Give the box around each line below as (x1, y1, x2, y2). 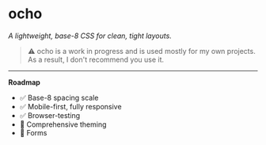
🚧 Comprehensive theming (19, 120, 107, 129)
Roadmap (8, 77, 41, 87)
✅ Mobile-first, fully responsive (19, 101, 122, 111)
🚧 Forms (19, 128, 47, 137)
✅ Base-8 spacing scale (19, 93, 99, 102)
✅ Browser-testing (19, 110, 81, 120)
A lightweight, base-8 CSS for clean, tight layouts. (8, 31, 172, 40)
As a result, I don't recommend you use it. (27, 55, 165, 64)
